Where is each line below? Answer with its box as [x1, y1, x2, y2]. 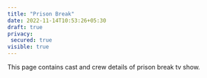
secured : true [10, 37, 53, 44]
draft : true [7, 23, 43, 30]
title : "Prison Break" [7, 10, 75, 18]
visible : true [7, 43, 50, 50]
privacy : [7, 30, 33, 38]
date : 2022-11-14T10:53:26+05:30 [7, 17, 107, 24]
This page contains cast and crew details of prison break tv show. [7, 63, 201, 71]
